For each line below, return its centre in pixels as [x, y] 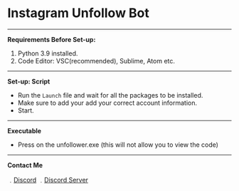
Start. [26, 110]
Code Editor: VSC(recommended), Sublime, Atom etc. [96, 61]
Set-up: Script [29, 81]
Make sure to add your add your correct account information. [107, 103]
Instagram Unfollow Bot [78, 13]
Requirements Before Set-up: [52, 39]
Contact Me [25, 165]
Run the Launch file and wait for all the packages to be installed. [110, 95]
